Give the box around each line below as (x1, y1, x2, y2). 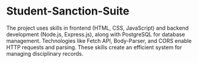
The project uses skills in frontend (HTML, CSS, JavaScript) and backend (6, 24, 189, 31)
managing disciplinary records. (6, 50, 84, 57)
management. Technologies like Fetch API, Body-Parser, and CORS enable (6, 37, 192, 44)
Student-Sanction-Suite (6, 4, 130, 18)
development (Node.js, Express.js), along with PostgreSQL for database (6, 30, 185, 38)
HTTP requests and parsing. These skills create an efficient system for (6, 44, 182, 51)
